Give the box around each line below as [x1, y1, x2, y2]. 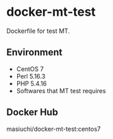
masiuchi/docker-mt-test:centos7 [6, 125, 101, 133]
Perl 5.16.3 [16, 72, 46, 80]
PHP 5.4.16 [16, 79, 47, 88]
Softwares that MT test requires [16, 86, 106, 94]
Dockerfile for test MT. [6, 27, 70, 35]
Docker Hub [6, 107, 59, 118]
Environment [6, 47, 63, 58]
